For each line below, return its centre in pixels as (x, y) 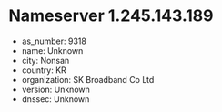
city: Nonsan (45, 60)
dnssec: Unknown (55, 99)
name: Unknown (52, 50)
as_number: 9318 (54, 41)
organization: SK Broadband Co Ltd (88, 79)
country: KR (44, 70)
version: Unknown (55, 89)
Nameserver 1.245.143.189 (111, 16)
